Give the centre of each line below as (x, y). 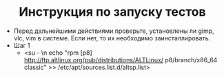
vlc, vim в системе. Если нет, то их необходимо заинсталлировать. (112, 38)
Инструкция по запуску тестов (112, 12)
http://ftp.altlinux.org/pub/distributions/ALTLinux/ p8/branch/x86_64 (121, 60)
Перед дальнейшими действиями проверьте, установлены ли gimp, (114, 31)
